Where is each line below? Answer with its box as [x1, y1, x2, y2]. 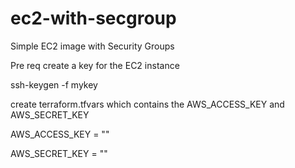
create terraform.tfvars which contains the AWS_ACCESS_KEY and [10, 98, 285, 110]
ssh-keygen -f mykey [10, 78, 98, 91]
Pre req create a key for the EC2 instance [10, 59, 180, 71]
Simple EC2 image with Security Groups [10, 40, 175, 52]
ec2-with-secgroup [10, 7, 177, 30]
